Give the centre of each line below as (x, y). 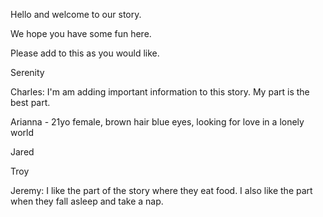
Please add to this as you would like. (85, 53)
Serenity (27, 72)
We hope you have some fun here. (81, 33)
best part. (30, 102)
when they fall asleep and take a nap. (87, 201)
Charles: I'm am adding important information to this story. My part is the (160, 92)
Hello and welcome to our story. (76, 14)
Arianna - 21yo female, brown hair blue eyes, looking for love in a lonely (157, 122)
